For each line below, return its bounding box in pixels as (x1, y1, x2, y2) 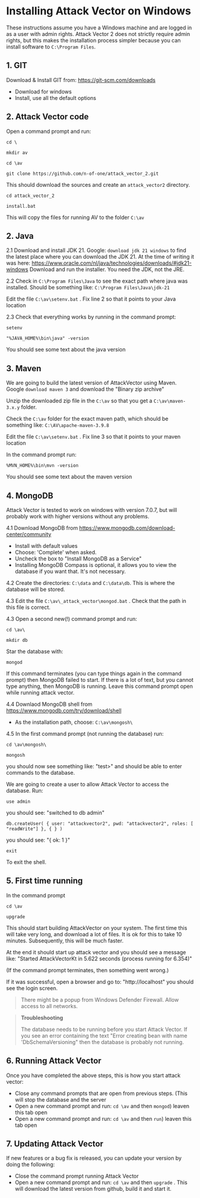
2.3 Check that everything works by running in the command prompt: (6, 313, 176, 321)
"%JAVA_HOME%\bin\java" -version (6, 335, 90, 342)
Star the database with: (6, 648, 64, 655)
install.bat (6, 203, 36, 209)
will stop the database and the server (14, 1096, 106, 1103)
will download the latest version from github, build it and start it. (14, 1185, 172, 1193)
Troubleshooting (20, 1014, 64, 1021)
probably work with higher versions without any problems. (6, 513, 149, 520)
